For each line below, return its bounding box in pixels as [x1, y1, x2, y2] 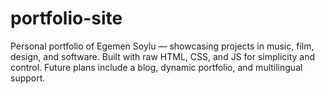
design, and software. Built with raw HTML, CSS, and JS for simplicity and [10, 50, 316, 62]
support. [10, 72, 46, 84]
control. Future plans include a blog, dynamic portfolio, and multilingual [10, 61, 303, 73]
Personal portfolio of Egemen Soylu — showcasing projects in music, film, [10, 40, 315, 52]
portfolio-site [10, 7, 123, 30]
